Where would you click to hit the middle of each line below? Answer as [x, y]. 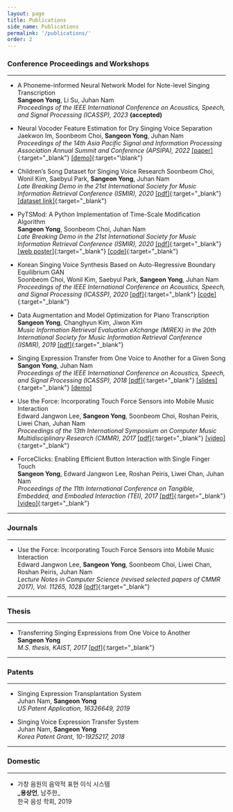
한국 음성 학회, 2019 [44, 801]
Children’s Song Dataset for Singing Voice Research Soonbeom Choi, [116, 172]
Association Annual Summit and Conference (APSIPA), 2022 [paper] [115, 151]
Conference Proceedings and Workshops [78, 64]
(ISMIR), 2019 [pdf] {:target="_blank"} [70, 345]
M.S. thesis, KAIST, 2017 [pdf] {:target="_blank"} [86, 648]
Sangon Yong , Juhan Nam [55, 366]
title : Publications [37, 20]
